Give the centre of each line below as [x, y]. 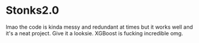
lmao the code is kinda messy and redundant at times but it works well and [99, 27]
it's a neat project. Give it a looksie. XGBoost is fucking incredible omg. [94, 33]
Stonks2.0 [32, 10]
